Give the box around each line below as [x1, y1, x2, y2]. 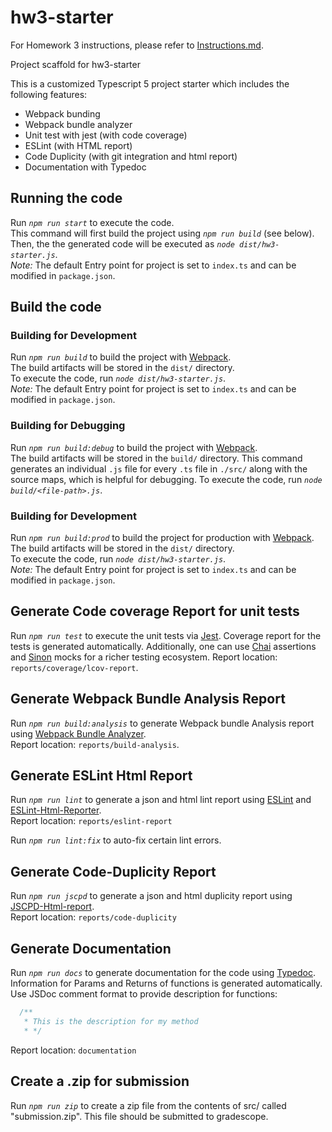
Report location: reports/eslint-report [10, 815, 173, 827]
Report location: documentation [10, 1044, 137, 1056]
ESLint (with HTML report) [24, 139, 133, 151]
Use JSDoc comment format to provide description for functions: [10, 988, 278, 1000]
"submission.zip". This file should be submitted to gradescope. [10, 1110, 269, 1122]
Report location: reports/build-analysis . [10, 738, 180, 750]
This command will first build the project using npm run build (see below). [10, 227, 315, 239]
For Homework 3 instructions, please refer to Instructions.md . [10, 39, 264, 51]
